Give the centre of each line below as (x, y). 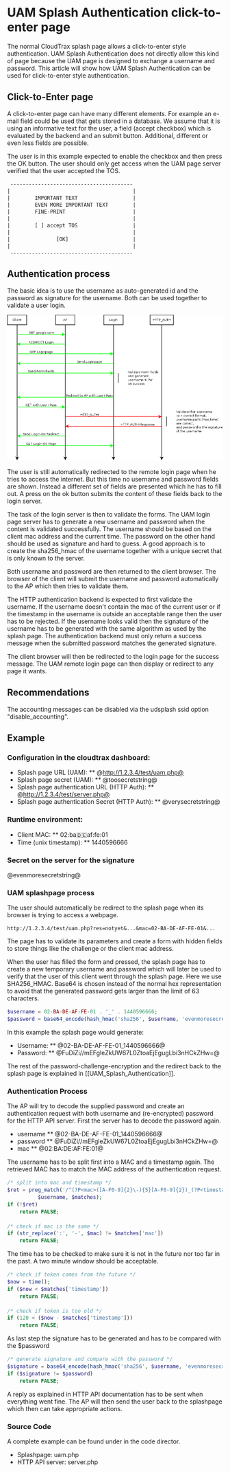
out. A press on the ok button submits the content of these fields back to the (115, 493)
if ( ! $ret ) (23, 1204)
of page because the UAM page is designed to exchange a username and (111, 60)
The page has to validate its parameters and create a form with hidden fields (115, 941)
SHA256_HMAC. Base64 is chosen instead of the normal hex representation (114, 984)
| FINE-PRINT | (72, 212)
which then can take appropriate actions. (65, 1408)
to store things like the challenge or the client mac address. (91, 949)
